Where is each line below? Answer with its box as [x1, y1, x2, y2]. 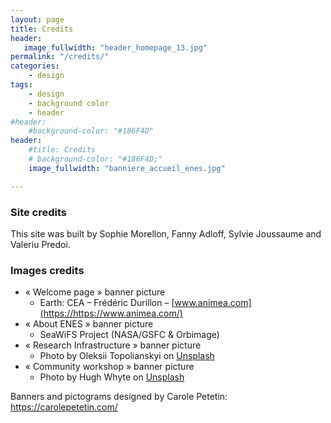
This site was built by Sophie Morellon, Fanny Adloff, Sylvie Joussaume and [10, 227, 322, 240]
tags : [10, 80, 33, 90]
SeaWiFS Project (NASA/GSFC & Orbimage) [39, 329, 220, 341]
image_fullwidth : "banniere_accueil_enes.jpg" [28, 163, 226, 173]
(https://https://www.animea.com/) [39, 307, 183, 320]
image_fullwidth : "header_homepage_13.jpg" [23, 42, 208, 53]
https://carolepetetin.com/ [10, 401, 118, 413]
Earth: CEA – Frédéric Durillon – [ [39, 297, 175, 309]
